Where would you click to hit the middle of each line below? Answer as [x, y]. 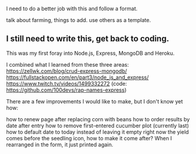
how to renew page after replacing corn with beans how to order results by [98, 119]
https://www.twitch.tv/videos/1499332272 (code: [67, 83]
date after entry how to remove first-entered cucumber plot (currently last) [98, 125]
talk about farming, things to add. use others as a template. [79, 20]
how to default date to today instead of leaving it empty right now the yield [98, 132]
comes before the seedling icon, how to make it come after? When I [89, 138]
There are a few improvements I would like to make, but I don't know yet [95, 101]
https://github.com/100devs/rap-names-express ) [66, 90]
